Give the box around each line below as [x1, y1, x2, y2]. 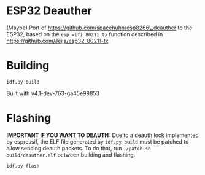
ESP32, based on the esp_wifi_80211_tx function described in [6, 30, 163, 37]
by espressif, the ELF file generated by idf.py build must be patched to [6, 138, 189, 145]
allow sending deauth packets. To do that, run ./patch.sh [6, 144, 152, 152]
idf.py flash [6, 163, 40, 169]
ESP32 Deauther [6, 4, 92, 18]
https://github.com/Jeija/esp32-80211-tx [6, 37, 109, 44]
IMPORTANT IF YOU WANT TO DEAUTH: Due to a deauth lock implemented [6, 131, 199, 139]
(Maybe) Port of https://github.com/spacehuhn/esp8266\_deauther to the [6, 24, 193, 31]
